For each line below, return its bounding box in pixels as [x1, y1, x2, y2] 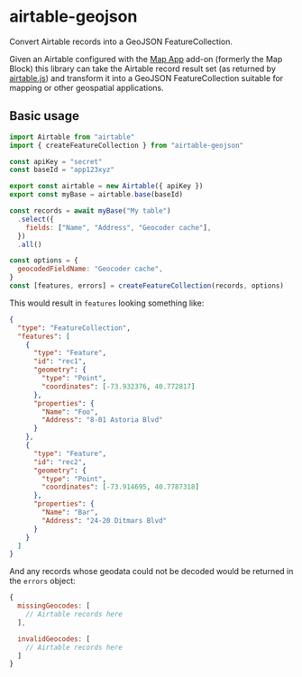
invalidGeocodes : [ [17, 634, 91, 644]
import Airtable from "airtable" [9, 133, 135, 142]
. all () [17, 240, 42, 249]
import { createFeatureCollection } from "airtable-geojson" [9, 141, 244, 150]
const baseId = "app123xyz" [9, 165, 115, 175]
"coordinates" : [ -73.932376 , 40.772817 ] [41, 381, 196, 391]
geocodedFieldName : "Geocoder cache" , [17, 264, 164, 274]
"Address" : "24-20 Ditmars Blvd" [41, 516, 168, 525]
